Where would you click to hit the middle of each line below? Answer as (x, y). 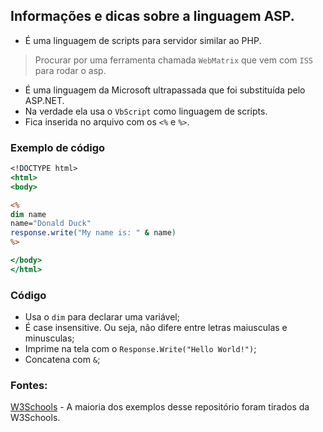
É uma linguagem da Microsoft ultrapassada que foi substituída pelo (165, 90)
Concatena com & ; (62, 360)
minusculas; (49, 338)
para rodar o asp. (70, 70)
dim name (28, 214)
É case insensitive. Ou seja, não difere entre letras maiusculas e (156, 328)
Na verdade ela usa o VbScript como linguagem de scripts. (146, 111)
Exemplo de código (58, 147)
